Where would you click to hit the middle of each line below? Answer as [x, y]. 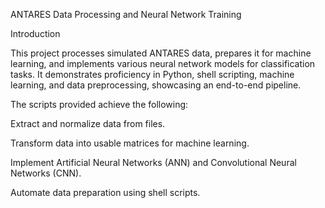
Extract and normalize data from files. [88, 123]
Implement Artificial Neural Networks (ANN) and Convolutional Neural [153, 162]
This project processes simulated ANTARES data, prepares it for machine [161, 53]
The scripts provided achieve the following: [99, 104]
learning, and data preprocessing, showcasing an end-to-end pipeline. [156, 85]
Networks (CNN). [46, 173]
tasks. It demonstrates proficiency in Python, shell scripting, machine [152, 74]
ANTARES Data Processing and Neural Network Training [126, 14]
